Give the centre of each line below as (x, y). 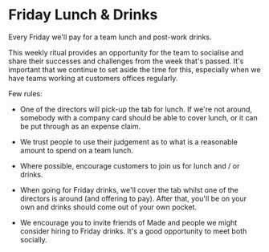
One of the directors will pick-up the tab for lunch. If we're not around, (136, 109)
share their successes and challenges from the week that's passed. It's (126, 61)
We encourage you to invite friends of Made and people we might (128, 222)
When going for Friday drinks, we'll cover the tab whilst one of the (129, 189)
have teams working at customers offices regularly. (93, 78)
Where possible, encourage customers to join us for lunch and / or (130, 165)
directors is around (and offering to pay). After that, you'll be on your (133, 198)
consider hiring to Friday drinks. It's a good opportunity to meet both (133, 231)
